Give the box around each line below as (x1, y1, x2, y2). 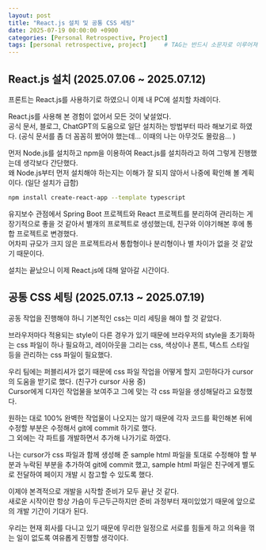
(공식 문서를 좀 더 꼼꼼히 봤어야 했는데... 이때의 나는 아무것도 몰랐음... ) (18, 131, 236, 141)
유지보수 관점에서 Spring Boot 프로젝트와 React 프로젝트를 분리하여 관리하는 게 (8, 209, 253, 218)
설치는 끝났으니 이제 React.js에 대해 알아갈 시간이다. (8, 265, 169, 275)
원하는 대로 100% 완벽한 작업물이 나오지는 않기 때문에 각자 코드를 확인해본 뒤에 (8, 413, 253, 423)
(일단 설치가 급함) (25, 177, 79, 187)
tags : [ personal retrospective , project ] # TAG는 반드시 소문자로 (8, 41, 233, 49)
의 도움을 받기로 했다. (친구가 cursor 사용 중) (8, 377, 146, 386)
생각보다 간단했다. (22, 157, 78, 167)
